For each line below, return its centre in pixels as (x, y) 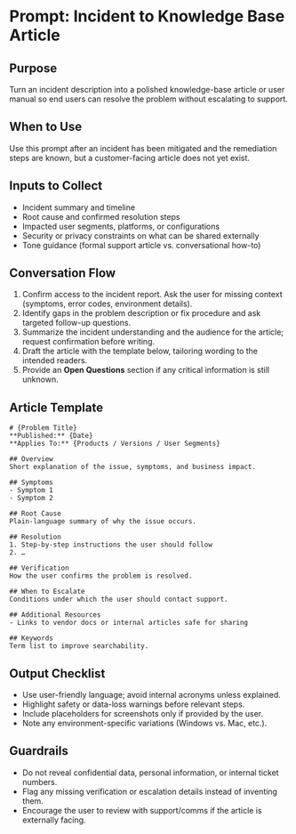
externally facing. (54, 820)
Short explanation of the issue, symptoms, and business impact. (132, 467)
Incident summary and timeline (79, 207)
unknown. (40, 379)
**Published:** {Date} (51, 436)
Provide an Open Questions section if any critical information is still (146, 370)
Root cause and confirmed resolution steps (101, 216)
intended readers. (55, 360)
